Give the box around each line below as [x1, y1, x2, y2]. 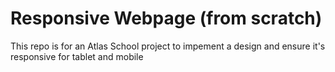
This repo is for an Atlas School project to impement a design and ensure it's [10, 40, 326, 52]
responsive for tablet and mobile [10, 50, 144, 62]
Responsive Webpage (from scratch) [10, 7, 323, 30]
